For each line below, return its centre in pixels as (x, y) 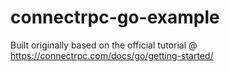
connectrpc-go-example (115, 17)
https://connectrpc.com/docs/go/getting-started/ (112, 55)
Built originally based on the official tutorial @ (104, 45)
